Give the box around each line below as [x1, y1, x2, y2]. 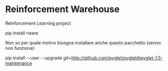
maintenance [5, 60, 32, 66]
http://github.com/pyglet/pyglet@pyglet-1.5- [71, 54, 163, 61]
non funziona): [5, 45, 36, 51]
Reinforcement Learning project [5, 20, 71, 26]
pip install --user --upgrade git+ [5, 54, 72, 61]
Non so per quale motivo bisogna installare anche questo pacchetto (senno [5, 39, 161, 46]
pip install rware [5, 30, 39, 36]
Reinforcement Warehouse [5, 4, 120, 15]
